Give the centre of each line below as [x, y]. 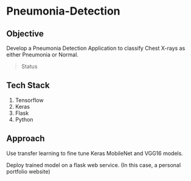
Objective [25, 34]
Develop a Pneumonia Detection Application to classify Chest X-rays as [96, 48]
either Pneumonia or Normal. [43, 55]
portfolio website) [28, 171]
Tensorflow [29, 100]
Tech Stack [28, 85]
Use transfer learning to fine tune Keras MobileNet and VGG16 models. [95, 153]
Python [24, 119]
